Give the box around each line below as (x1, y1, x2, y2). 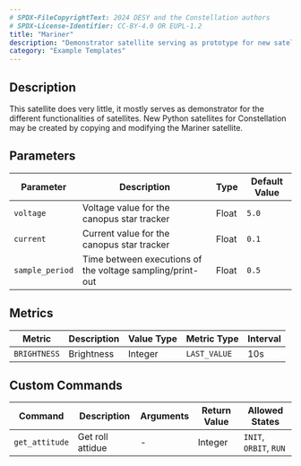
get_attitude (13, 437, 70, 448)
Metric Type (185, 332, 239, 345)
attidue (77, 442, 107, 454)
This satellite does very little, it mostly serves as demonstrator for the (9, 103, 264, 114)
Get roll (77, 431, 109, 444)
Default (250, 175, 284, 187)
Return (201, 404, 231, 417)
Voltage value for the (82, 201, 170, 213)
